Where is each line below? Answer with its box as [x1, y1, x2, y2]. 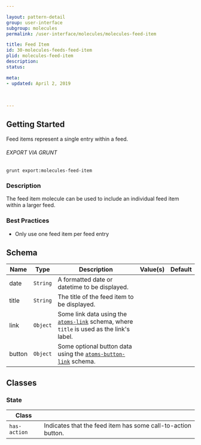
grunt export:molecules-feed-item [6, 168, 93, 174]
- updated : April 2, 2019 [6, 80, 71, 86]
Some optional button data [57, 342, 132, 351]
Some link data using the [57, 310, 127, 318]
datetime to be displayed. [57, 283, 129, 291]
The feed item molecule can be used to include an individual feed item [6, 195, 179, 202]
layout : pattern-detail [6, 14, 66, 20]
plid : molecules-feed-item [6, 53, 74, 59]
